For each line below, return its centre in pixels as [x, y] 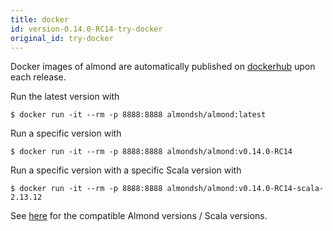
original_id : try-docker [62, 38]
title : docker [40, 19]
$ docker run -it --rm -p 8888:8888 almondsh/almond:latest [138, 115]
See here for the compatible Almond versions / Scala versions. [139, 216]
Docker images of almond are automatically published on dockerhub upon [163, 67]
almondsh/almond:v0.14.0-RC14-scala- [245, 189]
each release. [38, 77]
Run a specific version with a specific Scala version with [126, 170]
